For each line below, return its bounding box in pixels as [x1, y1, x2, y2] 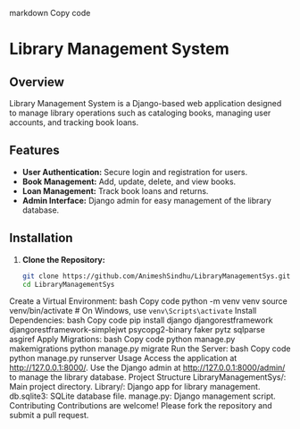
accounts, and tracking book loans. [9, 117, 139, 128]
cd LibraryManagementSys [21, 280, 115, 289]
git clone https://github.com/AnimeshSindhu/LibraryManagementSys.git [21, 272, 291, 281]
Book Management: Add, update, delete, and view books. [21, 176, 237, 187]
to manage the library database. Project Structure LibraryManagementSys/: [9, 372, 287, 383]
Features [9, 143, 60, 158]
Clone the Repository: [21, 254, 105, 265]
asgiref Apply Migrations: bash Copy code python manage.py [9, 334, 236, 345]
